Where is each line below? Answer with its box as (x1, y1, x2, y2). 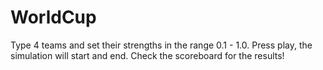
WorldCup (10, 6, 97, 29)
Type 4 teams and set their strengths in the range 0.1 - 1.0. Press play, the (10, 39, 313, 51)
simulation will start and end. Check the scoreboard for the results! (10, 49, 285, 61)
